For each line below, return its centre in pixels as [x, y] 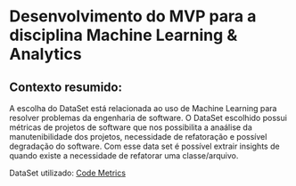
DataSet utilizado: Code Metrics [68, 173]
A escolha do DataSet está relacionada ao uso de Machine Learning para [143, 108]
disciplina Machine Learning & [123, 35]
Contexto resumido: [66, 87]
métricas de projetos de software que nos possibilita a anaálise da [131, 127]
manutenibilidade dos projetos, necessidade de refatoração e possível [138, 137]
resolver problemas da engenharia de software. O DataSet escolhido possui [148, 118]
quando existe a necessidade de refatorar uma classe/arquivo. [124, 156]
